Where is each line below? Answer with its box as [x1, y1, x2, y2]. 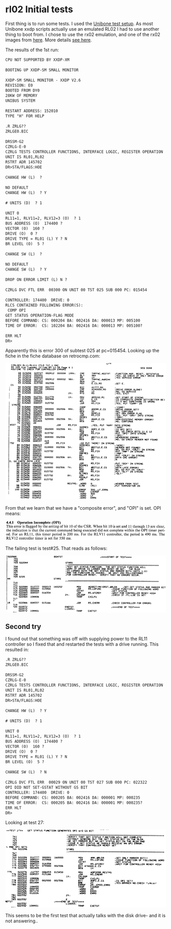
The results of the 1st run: [5, 47, 59, 53]
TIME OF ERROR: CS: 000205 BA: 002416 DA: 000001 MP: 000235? [5, 800, 143, 806]
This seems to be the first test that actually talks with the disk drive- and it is [5, 913, 166, 919]
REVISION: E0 [5, 83, 33, 88]
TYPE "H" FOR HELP [5, 114, 44, 119]
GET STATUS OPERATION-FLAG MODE [5, 313, 74, 318]
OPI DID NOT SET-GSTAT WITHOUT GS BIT [5, 785, 88, 790]
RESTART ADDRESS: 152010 [5, 108, 58, 114]
